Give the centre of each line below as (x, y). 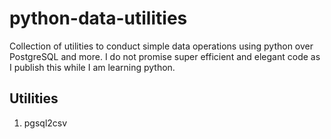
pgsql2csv (45, 123)
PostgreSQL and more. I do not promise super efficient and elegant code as (165, 56)
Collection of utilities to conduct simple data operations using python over (161, 46)
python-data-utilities (98, 18)
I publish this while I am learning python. (92, 67)
